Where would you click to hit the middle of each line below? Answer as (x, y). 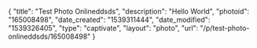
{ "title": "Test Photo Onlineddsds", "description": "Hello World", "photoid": (129, 11)
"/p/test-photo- (225, 28)
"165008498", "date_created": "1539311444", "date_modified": (109, 20)
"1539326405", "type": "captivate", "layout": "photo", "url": (103, 28)
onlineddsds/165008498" (50, 36)
